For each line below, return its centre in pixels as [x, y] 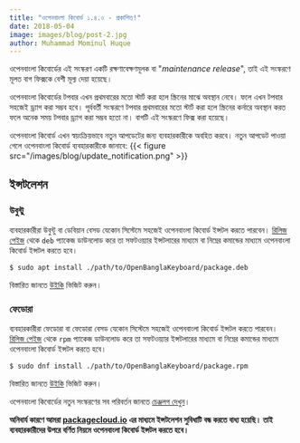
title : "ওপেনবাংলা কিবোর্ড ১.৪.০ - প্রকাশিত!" [75, 18]
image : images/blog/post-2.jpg [68, 34]
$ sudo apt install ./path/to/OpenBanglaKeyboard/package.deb [129, 267]
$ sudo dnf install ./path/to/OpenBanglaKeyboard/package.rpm [129, 366]
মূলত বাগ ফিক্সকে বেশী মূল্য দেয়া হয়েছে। [61, 79]
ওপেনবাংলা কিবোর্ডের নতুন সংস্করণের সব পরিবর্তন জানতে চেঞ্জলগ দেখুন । [100, 401]
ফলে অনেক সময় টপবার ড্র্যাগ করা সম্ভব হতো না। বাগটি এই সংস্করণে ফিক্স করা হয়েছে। [120, 118]
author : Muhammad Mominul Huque [70, 43]
